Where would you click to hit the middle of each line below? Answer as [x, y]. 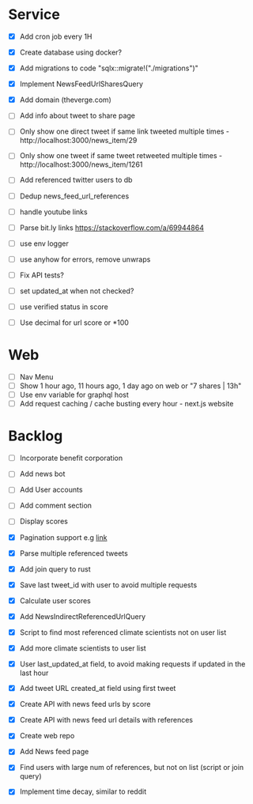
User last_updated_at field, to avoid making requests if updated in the [132, 664]
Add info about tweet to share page [77, 115]
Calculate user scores [55, 600]
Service [34, 15]
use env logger [44, 243]
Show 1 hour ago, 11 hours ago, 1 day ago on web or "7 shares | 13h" [130, 386]
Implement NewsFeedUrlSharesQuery [81, 84]
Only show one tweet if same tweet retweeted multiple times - [121, 156]
